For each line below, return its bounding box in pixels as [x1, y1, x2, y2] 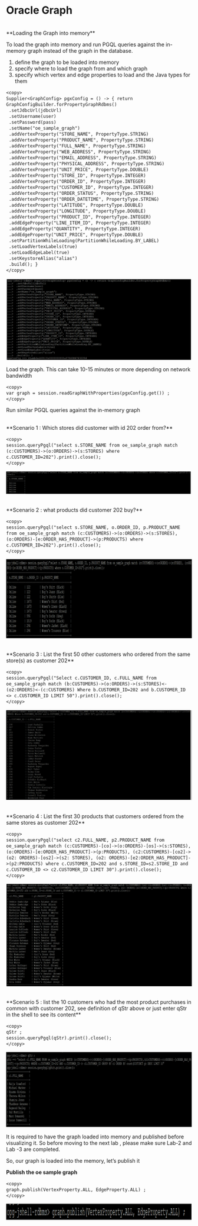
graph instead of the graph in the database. [27, 47, 133, 54]
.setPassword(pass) [8, 119, 57, 125]
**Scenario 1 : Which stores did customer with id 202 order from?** [6, 424, 173, 432]
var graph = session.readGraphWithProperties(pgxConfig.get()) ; [6, 390, 170, 397]
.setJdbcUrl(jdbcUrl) [8, 107, 62, 113]
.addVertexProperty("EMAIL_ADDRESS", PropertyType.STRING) [8, 155, 157, 160]
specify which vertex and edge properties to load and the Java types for [14, 71, 190, 78]
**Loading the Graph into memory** [6, 29, 95, 36]
